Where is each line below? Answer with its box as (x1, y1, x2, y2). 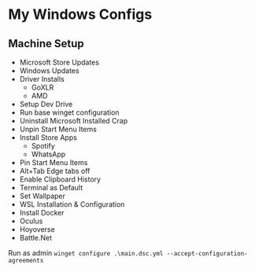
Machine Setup (8, 37, 84, 50)
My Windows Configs (8, 6, 153, 24)
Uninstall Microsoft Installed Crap (19, 116, 128, 125)
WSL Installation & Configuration (19, 200, 125, 209)
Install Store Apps (19, 133, 77, 142)
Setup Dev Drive (19, 100, 73, 108)
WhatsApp (31, 149, 66, 159)
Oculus (19, 216, 43, 226)
